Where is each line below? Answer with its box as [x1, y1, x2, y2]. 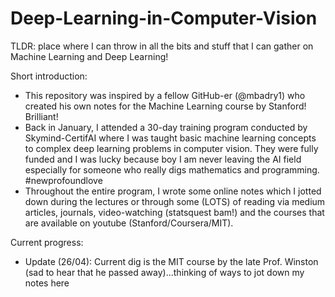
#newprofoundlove [24, 174, 103, 186]
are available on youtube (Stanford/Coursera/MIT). [24, 217, 234, 229]
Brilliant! [24, 110, 59, 122]
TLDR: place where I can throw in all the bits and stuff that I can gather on [10, 40, 314, 52]
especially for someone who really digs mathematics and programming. [24, 163, 320, 176]
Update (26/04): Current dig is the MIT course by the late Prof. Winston [24, 255, 319, 267]
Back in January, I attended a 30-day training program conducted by [24, 121, 308, 133]
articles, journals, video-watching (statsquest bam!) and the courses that [24, 206, 325, 218]
